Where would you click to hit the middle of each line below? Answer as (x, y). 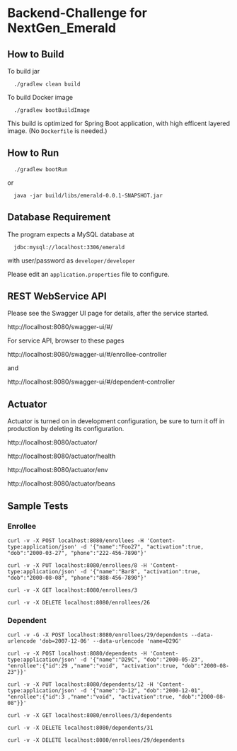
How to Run (33, 153)
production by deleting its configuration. (66, 429)
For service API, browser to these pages (66, 340)
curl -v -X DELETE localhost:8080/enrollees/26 (79, 602)
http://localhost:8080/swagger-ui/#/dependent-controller (91, 382)
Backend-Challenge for (77, 13)
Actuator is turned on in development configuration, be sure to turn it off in (116, 421)
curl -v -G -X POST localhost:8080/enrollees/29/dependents (98, 635)
